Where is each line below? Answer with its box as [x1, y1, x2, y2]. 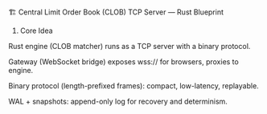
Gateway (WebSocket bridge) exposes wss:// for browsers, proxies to [8, 57, 239, 67]
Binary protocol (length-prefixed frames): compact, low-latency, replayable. [8, 81, 259, 91]
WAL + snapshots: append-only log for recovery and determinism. [8, 96, 228, 106]
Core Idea [19, 26, 54, 35]
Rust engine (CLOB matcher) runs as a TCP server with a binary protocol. [8, 42, 251, 51]
